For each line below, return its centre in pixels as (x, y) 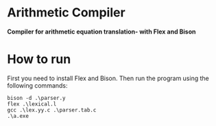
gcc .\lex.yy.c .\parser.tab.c (52, 110)
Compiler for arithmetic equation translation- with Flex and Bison (101, 32)
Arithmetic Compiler (66, 13)
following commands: (37, 85)
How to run (39, 59)
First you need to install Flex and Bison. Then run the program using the (108, 78)
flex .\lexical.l (32, 104)
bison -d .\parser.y (37, 98)
